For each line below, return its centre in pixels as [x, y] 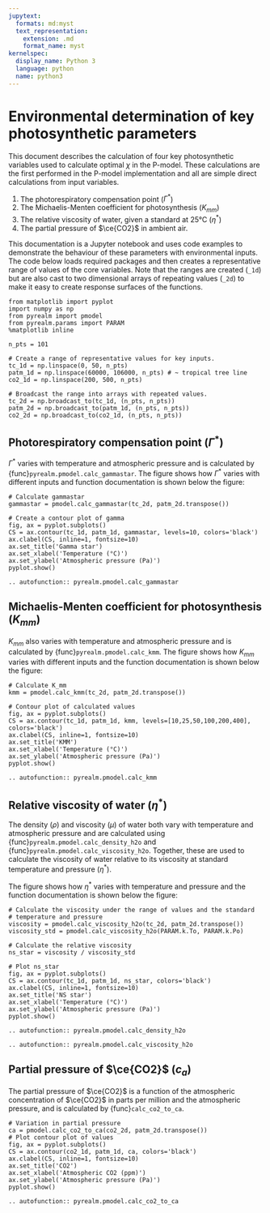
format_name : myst [54, 46]
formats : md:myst [45, 24]
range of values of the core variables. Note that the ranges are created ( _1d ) [135, 269]
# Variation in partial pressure [65, 1123]
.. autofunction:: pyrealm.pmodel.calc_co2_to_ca [94, 1201]
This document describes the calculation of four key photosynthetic [121, 156]
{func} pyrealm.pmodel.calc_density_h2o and [82, 842]
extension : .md [49, 39]
